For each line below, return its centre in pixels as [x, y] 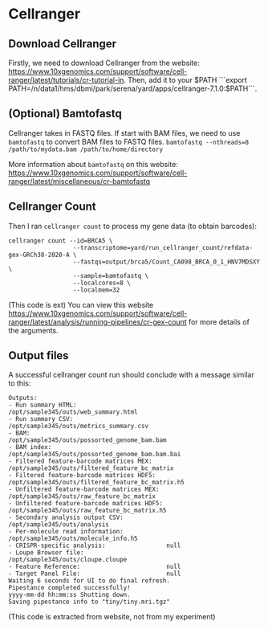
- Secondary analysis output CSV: [66, 518]
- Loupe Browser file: [46, 553]
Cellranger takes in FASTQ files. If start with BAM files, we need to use [124, 133]
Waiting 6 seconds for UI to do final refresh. [89, 581]
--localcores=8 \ [102, 283]
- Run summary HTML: [43, 405]
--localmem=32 [96, 290]
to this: [20, 383]
